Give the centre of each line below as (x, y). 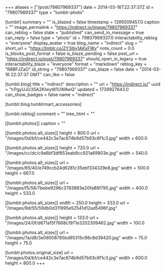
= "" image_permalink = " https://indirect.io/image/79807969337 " (71, 27)
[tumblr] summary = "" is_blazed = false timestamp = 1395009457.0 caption (82, 22)
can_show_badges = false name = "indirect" (50, 94)
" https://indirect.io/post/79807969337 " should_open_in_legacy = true (76, 59)
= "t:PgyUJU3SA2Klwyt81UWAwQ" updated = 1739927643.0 (67, 89)
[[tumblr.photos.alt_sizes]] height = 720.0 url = (52, 148)
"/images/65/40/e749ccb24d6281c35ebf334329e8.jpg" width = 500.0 (77, 168)
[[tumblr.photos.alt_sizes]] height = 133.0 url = (52, 218)
